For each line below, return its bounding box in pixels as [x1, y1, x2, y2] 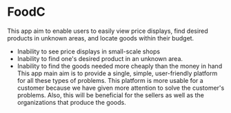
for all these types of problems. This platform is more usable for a [17, 76, 203, 84]
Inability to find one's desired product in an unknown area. [17, 54, 183, 62]
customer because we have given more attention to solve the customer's [17, 84, 225, 92]
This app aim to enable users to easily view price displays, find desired [7, 27, 208, 35]
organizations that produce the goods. [17, 98, 126, 106]
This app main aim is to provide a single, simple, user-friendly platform [17, 69, 218, 77]
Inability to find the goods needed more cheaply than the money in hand [17, 62, 223, 70]
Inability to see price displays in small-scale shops [17, 47, 161, 55]
